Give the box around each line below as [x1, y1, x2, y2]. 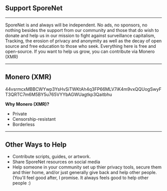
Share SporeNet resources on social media [12, 159, 100, 165]
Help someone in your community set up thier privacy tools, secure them [12, 164, 162, 170]
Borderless [12, 121, 35, 127]
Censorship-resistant [12, 116, 56, 122]
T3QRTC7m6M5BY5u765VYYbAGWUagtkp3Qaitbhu [5, 91, 112, 97]
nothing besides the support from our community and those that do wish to [5, 27, 159, 33]
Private [12, 111, 27, 117]
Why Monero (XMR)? [5, 101, 50, 107]
